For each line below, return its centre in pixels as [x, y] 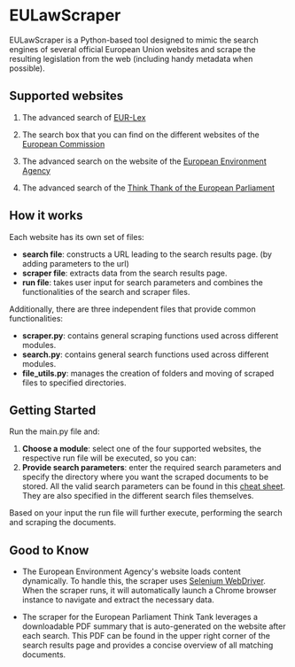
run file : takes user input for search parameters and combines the [142, 282]
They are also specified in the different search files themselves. [138, 496]
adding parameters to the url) [76, 263]
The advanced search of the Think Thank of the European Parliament [148, 188]
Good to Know [49, 550]
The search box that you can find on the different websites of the [140, 135]
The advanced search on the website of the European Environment [144, 161]
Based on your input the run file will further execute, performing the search [146, 513]
